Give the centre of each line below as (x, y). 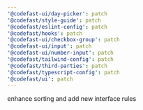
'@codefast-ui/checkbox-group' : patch (63, 40)
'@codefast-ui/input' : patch (50, 46)
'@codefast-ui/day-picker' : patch (58, 14)
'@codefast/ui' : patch (40, 79)
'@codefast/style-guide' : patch (54, 20)
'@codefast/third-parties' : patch (58, 66)
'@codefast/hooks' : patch (45, 33)
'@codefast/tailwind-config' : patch (60, 60)
